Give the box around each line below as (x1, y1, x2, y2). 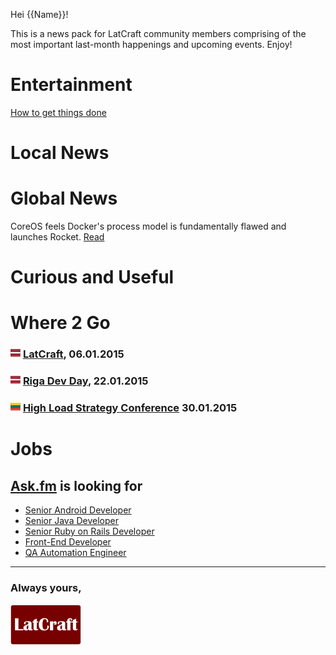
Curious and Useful (10, 266, 175, 289)
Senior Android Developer (24, 504, 132, 516)
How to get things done (10, 106, 107, 118)
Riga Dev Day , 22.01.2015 (22, 374, 149, 388)
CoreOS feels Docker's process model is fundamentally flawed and (10, 220, 287, 233)
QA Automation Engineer (24, 547, 127, 559)
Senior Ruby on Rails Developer (24, 525, 155, 538)
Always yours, (10, 581, 82, 595)
